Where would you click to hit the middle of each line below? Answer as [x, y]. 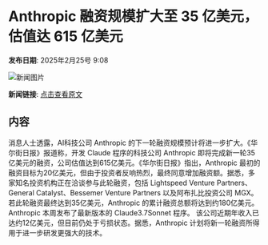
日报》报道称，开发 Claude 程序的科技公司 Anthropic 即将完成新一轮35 [139, 152]
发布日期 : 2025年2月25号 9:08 [58, 60]
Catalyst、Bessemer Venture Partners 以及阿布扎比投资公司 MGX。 [147, 192]
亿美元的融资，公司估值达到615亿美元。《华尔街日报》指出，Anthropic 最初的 [134, 163]
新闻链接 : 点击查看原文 [45, 94]
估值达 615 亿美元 [66, 36]
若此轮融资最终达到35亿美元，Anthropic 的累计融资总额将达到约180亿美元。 [134, 203]
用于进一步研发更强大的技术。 [57, 232]
